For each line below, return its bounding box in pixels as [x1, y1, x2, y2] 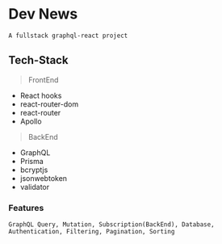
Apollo [19, 116, 42, 126]
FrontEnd [27, 74, 59, 85]
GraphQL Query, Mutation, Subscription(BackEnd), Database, [8, 221, 216, 229]
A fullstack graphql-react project [8, 32, 128, 40]
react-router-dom [19, 99, 79, 109]
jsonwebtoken [19, 173, 67, 183]
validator [19, 182, 50, 191]
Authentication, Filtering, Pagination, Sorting [8, 228, 175, 236]
